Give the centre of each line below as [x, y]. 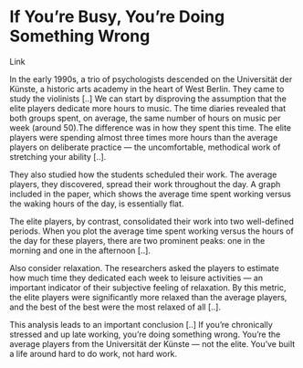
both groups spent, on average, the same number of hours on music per [145, 118]
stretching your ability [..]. [58, 156]
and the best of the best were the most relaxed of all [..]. [115, 307]
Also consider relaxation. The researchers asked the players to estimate [145, 268]
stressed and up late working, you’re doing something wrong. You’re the [145, 334]
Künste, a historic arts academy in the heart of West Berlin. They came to [147, 89]
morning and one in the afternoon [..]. [80, 250]
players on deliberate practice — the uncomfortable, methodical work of [145, 147]
